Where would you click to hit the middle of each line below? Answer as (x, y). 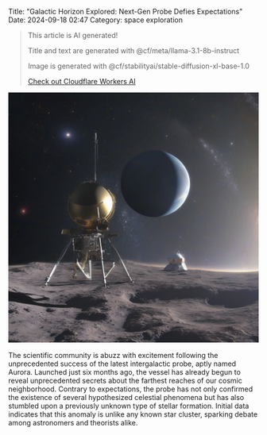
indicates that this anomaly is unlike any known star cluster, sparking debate (133, 414)
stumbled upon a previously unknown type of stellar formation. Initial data (129, 406)
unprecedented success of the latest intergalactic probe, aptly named (122, 364)
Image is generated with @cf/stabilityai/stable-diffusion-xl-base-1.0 (139, 66)
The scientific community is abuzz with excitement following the (113, 355)
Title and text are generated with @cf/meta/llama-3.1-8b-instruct (133, 50)
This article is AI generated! (73, 35)
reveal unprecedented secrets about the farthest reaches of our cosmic (125, 381)
